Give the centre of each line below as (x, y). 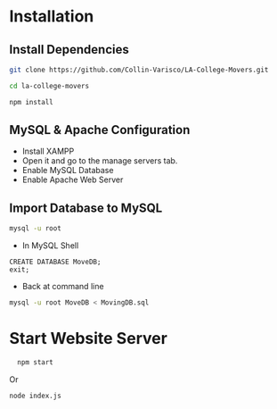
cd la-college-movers (49, 86)
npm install (31, 102)
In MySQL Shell (50, 246)
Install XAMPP (48, 151)
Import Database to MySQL (86, 208)
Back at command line (63, 287)
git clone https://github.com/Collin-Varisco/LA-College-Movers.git (139, 70)
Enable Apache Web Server (73, 179)
